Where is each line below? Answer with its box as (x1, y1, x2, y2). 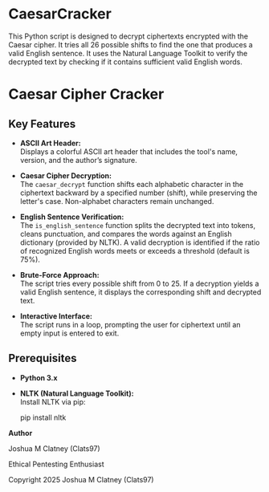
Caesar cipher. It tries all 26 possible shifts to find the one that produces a (8, 39, 253, 49)
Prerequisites (8, 352, 77, 365)
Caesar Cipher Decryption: (19, 170, 112, 181)
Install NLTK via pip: (19, 396, 86, 406)
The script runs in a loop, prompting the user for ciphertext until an (19, 319, 241, 329)
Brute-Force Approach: (19, 270, 100, 279)
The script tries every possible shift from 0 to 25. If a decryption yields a (19, 279, 259, 288)
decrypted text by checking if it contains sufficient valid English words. (8, 57, 243, 67)
